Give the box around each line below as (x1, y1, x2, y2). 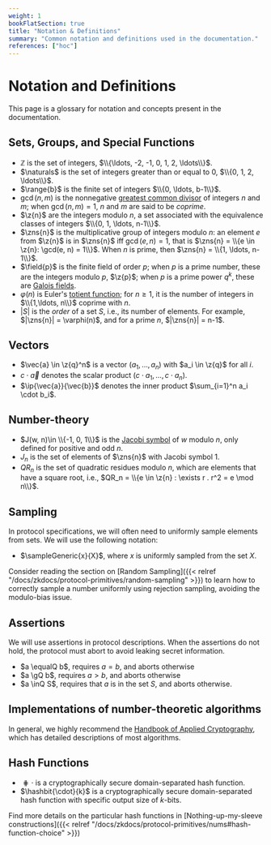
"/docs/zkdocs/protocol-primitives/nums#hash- (91, 819, 252, 829)
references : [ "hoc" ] (8, 42, 78, 50)
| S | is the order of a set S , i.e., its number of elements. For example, (19, 306, 245, 316)
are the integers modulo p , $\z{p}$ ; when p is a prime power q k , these (19, 270, 255, 281)
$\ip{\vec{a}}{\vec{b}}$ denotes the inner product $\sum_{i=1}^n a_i (19, 380, 248, 390)
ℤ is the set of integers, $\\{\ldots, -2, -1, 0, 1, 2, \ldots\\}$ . (19, 157, 213, 167)
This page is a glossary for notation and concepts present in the (8, 104, 222, 114)
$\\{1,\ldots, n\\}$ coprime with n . (19, 298, 131, 307)
